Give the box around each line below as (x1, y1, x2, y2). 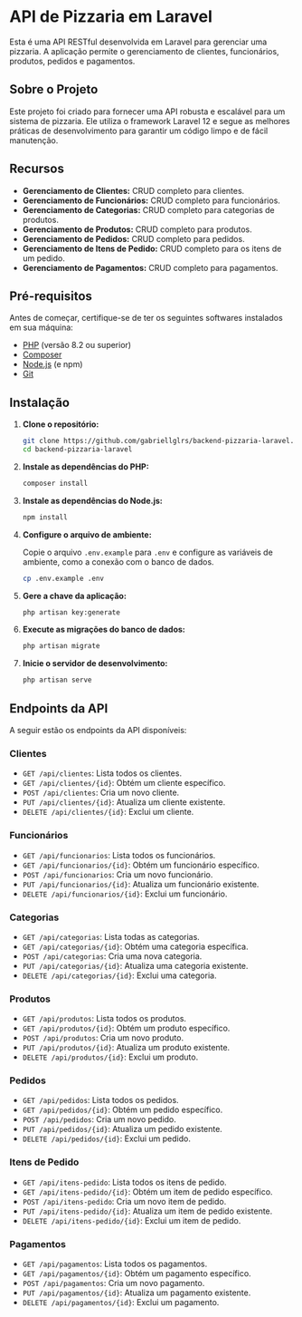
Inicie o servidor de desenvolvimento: (22, 658, 168, 669)
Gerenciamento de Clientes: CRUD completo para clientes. (22, 185, 245, 196)
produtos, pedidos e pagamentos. (9, 55, 136, 66)
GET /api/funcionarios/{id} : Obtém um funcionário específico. (22, 859, 260, 870)
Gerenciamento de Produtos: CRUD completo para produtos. (22, 224, 253, 235)
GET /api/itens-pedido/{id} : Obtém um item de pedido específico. (22, 1186, 273, 1197)
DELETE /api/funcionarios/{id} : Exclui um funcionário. (22, 888, 228, 899)
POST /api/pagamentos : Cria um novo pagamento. (22, 1278, 205, 1289)
